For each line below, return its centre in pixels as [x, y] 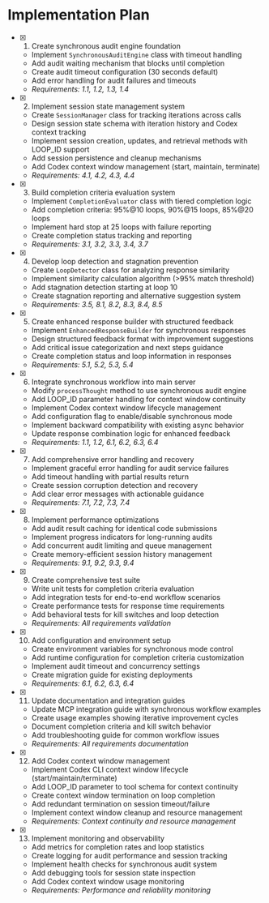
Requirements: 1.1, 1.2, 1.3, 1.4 [80, 89]
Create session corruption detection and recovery [115, 485]
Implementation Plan [79, 15]
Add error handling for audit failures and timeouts [114, 80]
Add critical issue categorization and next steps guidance [127, 347]
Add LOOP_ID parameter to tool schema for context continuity [135, 786]
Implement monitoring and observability [98, 838]
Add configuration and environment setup [101, 640]
